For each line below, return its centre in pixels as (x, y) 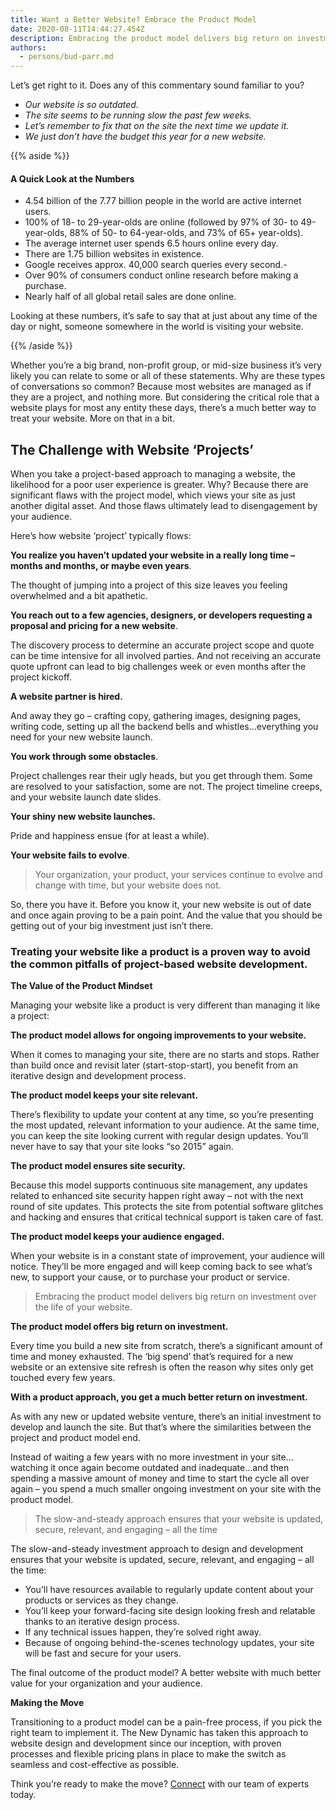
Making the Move (47, 1703)
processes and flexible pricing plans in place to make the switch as (148, 1754)
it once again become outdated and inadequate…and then (170, 1468)
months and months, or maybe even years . (101, 566)
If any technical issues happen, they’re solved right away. (143, 1632)
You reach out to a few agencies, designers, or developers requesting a (161, 615)
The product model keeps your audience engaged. (117, 1237)
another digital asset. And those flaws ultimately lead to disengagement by (164, 506)
